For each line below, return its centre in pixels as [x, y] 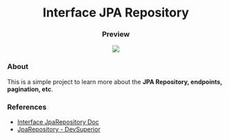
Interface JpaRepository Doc [58, 122]
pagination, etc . [30, 89]
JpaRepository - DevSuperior [59, 130]
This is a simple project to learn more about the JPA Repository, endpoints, [115, 81]
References [27, 107]
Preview [116, 34]
